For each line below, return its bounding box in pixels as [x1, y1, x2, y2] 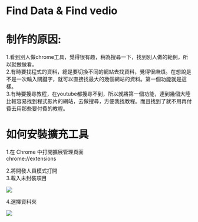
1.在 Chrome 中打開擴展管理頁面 [6, 148, 84, 155]
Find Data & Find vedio [6, 4, 118, 18]
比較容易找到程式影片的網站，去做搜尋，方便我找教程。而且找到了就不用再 [6, 98, 187, 105]
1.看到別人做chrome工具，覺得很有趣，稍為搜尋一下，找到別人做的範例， [6, 54, 183, 61]
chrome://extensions [6, 155, 57, 163]
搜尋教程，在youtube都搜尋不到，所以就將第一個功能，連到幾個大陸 [26, 90, 191, 98]
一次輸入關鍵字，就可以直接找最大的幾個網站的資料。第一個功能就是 [16, 75, 181, 83]
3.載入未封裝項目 [6, 175, 47, 182]
